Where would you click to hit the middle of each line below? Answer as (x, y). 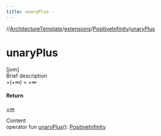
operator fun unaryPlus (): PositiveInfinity (56, 126)
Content (16, 120)
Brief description (27, 76)
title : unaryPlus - (30, 12)
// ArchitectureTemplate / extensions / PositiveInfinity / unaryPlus (80, 29)
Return (15, 95)
